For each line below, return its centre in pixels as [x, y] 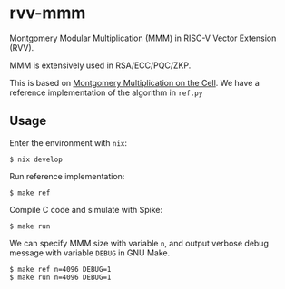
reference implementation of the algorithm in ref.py [106, 92]
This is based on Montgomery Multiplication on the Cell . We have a [135, 82]
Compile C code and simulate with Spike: [86, 209]
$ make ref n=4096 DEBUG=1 [60, 269]
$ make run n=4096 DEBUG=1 [60, 277]
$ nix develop [36, 159]
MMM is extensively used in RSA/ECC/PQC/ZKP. [100, 65]
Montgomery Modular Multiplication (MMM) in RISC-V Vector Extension [143, 38]
